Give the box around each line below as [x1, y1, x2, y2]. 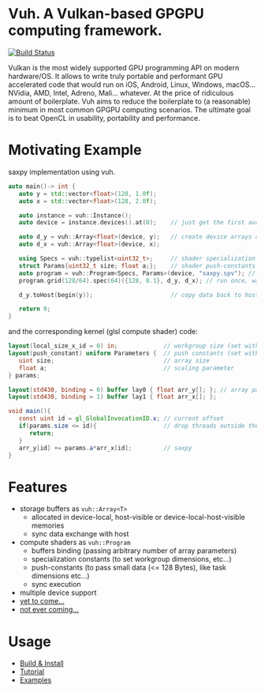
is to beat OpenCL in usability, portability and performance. [8, 113, 200, 122]
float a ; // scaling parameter [18, 364, 235, 372]
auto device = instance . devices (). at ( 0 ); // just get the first [18, 219, 245, 227]
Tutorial [19, 667, 45, 676]
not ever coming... [19, 605, 79, 615]
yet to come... [19, 596, 65, 606]
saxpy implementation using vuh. [8, 167, 116, 176]
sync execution [31, 580, 81, 589]
